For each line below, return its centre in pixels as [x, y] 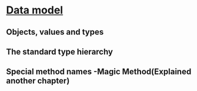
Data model [35, 10]
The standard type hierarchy [60, 51]
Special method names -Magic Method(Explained [99, 72]
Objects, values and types [55, 32]
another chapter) [38, 81]
